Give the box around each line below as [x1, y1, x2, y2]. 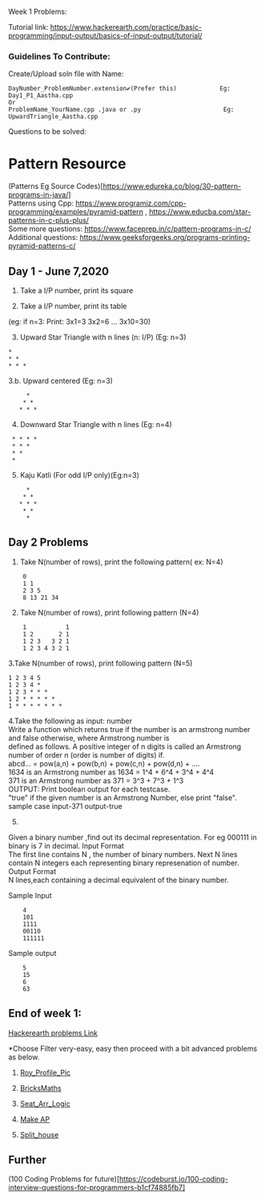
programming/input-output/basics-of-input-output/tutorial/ [8, 31, 203, 40]
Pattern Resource [8, 155, 126, 173]
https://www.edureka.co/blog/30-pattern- [102, 181, 242, 191]
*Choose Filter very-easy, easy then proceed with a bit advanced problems [8, 1043, 258, 1053]
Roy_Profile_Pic [19, 1068, 71, 1077]
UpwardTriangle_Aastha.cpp [8, 112, 98, 121]
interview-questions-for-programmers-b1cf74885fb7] [8, 1183, 186, 1193]
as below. [8, 1052, 40, 1062]
